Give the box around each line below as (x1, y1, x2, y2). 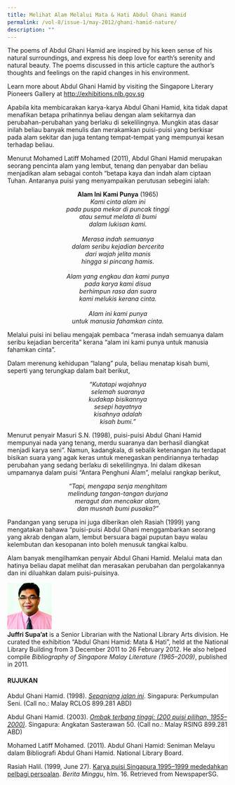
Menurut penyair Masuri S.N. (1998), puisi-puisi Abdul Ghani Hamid (7, 431, 202, 440)
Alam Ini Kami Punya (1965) (76, 190, 159, 199)
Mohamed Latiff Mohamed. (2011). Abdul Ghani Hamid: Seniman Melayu (7, 741, 215, 750)
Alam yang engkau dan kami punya (66, 272, 170, 281)
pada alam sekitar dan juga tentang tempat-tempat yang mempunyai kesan (7, 133, 224, 142)
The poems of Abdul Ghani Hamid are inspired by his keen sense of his (7, 46, 213, 55)
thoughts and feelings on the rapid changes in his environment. (7, 69, 190, 77)
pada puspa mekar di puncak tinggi (66, 205, 170, 213)
